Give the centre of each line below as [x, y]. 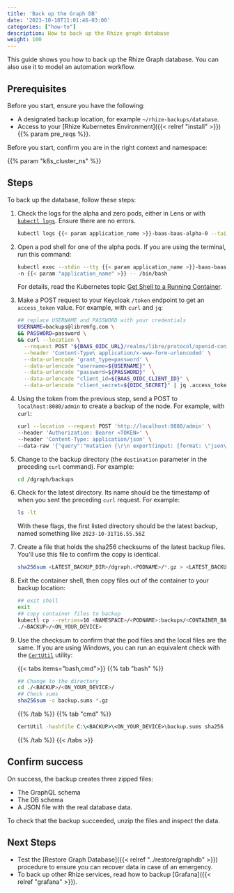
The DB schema [40, 800]
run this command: [44, 254]
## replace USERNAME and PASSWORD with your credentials [102, 321]
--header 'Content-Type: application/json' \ [84, 439]
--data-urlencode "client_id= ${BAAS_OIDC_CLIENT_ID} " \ [107, 379]
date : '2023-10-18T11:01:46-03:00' [59, 20]
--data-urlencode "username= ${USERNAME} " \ [88, 366]
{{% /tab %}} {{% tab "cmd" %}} [64, 714]
